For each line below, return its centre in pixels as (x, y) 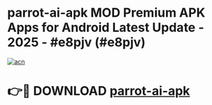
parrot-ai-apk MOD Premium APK (106, 13)
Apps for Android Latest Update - (106, 27)
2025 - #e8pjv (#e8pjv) (76, 42)
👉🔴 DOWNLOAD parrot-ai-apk (99, 91)
